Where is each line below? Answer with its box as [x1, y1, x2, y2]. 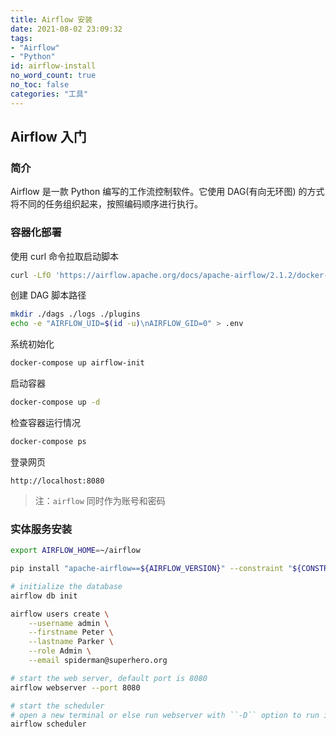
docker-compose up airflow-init [10, 358, 145, 368]
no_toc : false [10, 80, 70, 90]
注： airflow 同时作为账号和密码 [34, 494, 166, 506]
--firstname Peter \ [28, 627, 114, 638]
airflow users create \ [10, 609, 110, 619]
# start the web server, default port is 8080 [10, 673, 208, 683]
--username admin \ [28, 618, 110, 628]
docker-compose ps [10, 436, 87, 446]
